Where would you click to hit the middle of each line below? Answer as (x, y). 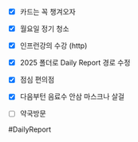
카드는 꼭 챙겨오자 (47, 12)
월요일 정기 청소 (44, 29)
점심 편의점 (37, 80)
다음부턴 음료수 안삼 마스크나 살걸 (72, 97)
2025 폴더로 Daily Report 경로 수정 (75, 63)
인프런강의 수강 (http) (53, 45)
